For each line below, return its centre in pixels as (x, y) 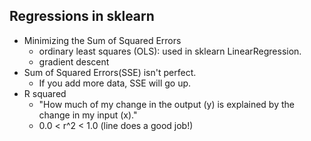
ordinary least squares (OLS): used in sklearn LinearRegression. (170, 51)
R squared (45, 93)
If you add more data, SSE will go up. (115, 83)
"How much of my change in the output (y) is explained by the (166, 104)
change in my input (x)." (88, 115)
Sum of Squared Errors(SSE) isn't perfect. (110, 72)
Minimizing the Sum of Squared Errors (102, 40)
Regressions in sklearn (82, 16)
